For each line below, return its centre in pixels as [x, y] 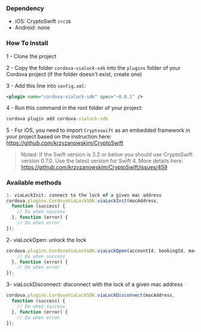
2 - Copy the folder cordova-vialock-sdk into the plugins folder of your [94, 67]
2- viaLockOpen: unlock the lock [46, 239]
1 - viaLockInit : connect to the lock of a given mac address [84, 195]
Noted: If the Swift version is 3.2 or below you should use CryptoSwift [107, 155]
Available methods [34, 183]
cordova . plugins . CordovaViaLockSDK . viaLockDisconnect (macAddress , [91, 296]
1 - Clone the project [31, 56]
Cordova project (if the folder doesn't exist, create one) [74, 74]
